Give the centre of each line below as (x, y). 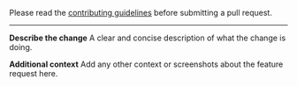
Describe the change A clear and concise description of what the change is (148, 38)
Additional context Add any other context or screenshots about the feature (146, 64)
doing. (21, 47)
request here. (34, 73)
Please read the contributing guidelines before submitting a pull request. (141, 13)
